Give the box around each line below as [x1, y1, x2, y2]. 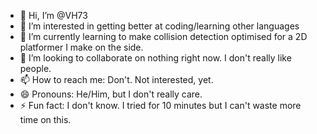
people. [19, 63, 52, 74]
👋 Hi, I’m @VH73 [19, 10, 88, 21]
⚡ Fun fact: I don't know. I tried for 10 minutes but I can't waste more [19, 100, 302, 111]
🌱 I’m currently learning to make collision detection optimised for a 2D [19, 31, 308, 42]
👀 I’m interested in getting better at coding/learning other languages [19, 20, 300, 32]
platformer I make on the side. [19, 41, 144, 53]
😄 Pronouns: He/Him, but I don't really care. [19, 88, 203, 100]
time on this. [19, 114, 72, 125]
